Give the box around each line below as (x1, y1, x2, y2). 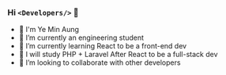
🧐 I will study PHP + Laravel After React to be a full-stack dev (18, 50, 218, 59)
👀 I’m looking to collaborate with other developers (18, 58, 181, 67)
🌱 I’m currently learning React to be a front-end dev (18, 41, 187, 51)
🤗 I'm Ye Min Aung (18, 25, 80, 34)
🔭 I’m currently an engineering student (18, 33, 144, 42)
